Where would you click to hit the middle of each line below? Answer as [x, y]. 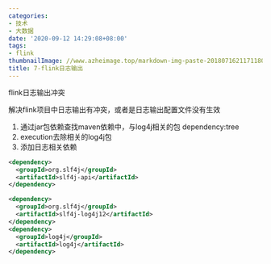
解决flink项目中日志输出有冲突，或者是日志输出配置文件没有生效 [114, 109]
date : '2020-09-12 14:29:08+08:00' [68, 38]
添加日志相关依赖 [48, 147]
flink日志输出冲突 [37, 92]
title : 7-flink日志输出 [46, 69]
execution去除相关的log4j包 [66, 136]
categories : [28, 16]
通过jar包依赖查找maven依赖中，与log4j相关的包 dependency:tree [129, 127]
